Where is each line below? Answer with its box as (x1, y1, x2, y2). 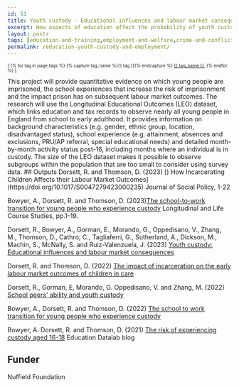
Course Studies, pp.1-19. (7, 211, 79, 220)
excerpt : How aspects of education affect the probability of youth (7, 23, 215, 31)
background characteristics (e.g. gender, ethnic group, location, (7, 122, 195, 131)
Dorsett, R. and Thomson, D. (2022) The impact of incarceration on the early (7, 261, 231, 270)
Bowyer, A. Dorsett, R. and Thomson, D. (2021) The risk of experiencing (7, 325, 217, 334)
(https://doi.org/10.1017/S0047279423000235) (7, 182, 144, 191)
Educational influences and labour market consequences (7, 248, 174, 256)
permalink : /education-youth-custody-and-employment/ (7, 43, 171, 50)
